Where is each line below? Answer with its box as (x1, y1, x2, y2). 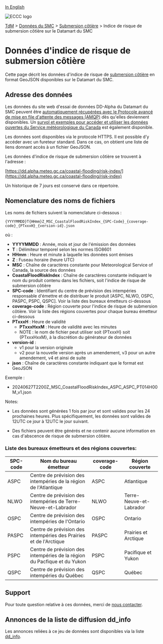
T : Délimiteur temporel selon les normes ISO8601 (12, 246, 112, 252)
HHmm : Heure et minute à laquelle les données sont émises (12, 251, 133, 257)
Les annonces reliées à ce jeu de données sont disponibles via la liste (5, 628, 145, 634)
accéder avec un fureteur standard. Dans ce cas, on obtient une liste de (5, 139, 149, 145)
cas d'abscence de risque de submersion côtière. (12, 433, 112, 439)
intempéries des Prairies (30, 532, 86, 539)
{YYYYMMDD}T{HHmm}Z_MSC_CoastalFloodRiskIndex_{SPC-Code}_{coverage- (5, 219, 149, 224)
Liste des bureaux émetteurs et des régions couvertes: (5, 445, 137, 452)
